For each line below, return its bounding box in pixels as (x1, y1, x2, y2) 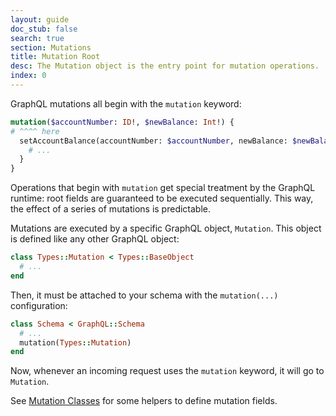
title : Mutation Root (10, 52, 101, 62)
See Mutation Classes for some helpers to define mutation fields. (10, 395, 278, 407)
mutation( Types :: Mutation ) (19, 337, 132, 348)
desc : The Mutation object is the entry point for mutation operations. (10, 61, 320, 71)
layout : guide (10, 14, 70, 25)
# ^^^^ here (10, 126, 60, 136)
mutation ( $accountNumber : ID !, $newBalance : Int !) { (10, 117, 235, 127)
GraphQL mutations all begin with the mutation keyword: (10, 97, 242, 110)
